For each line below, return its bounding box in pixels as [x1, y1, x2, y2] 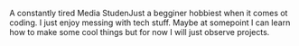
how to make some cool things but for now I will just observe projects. [9, 27, 270, 37]
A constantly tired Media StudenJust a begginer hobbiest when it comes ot [9, 8, 288, 18]
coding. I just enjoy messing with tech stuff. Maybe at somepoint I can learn [9, 17, 291, 28]
